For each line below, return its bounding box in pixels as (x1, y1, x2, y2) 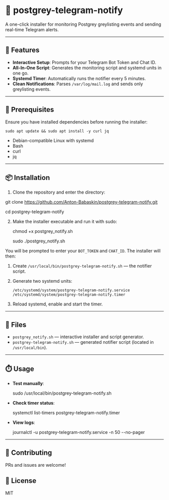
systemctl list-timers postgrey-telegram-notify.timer (12, 410, 120, 415)
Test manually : (12, 381, 44, 386)
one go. (12, 70, 29, 76)
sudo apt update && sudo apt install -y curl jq (5, 129, 109, 134)
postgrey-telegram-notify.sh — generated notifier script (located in (12, 339, 154, 345)
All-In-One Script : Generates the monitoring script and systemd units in (12, 65, 162, 71)
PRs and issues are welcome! (5, 462, 66, 468)
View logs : (12, 419, 35, 425)
